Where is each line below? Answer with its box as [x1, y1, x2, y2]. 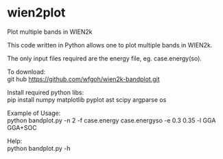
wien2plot [7, 5, 66, 21]
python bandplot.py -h [7, 144, 71, 152]
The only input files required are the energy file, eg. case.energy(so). [7, 54, 202, 63]
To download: [7, 67, 46, 76]
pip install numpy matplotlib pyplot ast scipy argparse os [7, 95, 167, 104]
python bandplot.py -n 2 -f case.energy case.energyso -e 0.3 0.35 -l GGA [7, 116, 216, 125]
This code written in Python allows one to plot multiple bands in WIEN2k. [7, 41, 213, 49]
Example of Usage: [7, 109, 61, 117]
